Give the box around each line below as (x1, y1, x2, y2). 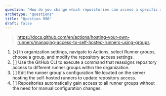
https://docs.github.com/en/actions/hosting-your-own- (17, 34, 130, 40)
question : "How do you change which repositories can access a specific (5, 7, 158, 12)
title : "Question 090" (5, 16, 52, 21)
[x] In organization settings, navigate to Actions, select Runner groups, (12, 49, 156, 55)
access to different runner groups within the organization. (12, 65, 130, 71)
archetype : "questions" (5, 12, 54, 17)
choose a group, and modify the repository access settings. (12, 54, 134, 60)
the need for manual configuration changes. (12, 85, 102, 91)
